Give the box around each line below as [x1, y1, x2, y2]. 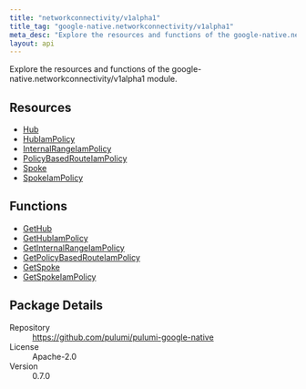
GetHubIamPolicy [22, 232, 88, 243]
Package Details [9, 298, 103, 313]
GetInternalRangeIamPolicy [22, 242, 125, 253]
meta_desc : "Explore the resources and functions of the [9, 30, 230, 39]
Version [9, 361, 38, 372]
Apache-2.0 [32, 351, 77, 362]
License [9, 341, 39, 352]
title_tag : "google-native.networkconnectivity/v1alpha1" [9, 22, 234, 31]
